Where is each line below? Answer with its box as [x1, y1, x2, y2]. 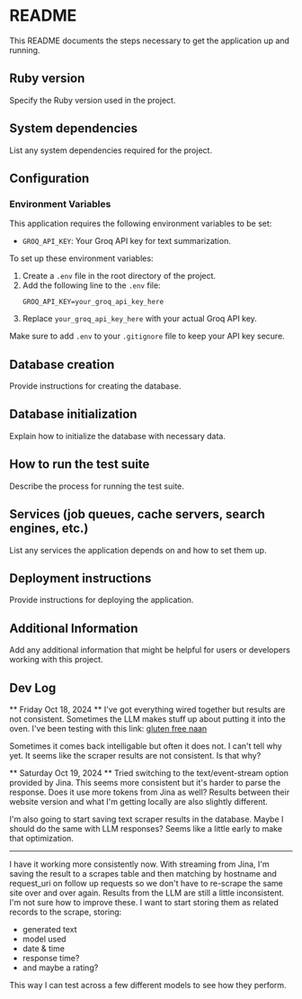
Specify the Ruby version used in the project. [9, 94, 176, 105]
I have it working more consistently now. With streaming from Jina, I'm [9, 859, 270, 869]
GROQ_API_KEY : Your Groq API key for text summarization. [22, 236, 231, 247]
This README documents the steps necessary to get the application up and [9, 35, 290, 46]
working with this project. [9, 654, 103, 665]
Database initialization [9, 407, 138, 422]
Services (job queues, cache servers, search [9, 507, 265, 522]
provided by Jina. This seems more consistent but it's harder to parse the [9, 777, 281, 787]
